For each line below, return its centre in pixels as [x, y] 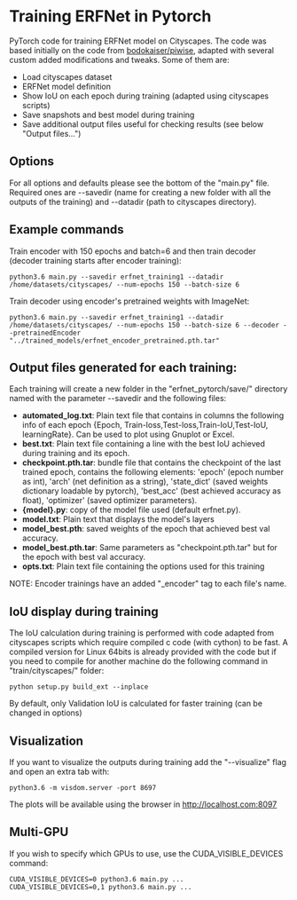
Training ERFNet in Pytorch [110, 16]
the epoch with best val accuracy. [84, 557]
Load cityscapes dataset [67, 76]
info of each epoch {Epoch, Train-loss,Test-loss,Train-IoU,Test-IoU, [145, 425]
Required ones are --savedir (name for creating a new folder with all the [140, 192]
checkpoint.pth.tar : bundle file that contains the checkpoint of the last [152, 462]
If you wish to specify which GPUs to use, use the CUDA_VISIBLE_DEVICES [146, 853]
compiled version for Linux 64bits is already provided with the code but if [143, 652]
